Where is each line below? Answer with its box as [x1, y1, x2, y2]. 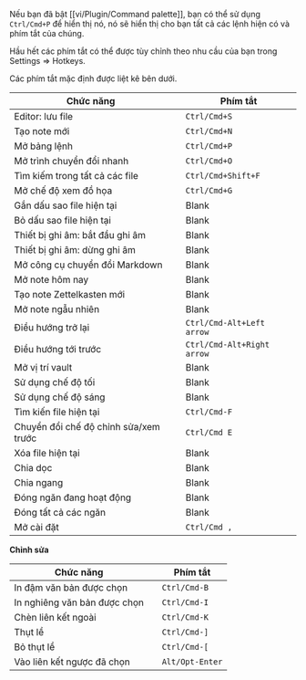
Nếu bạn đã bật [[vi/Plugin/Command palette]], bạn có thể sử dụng [9, 9, 261, 19]
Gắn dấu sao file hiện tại [14, 199, 117, 212]
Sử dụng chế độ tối [14, 376, 96, 388]
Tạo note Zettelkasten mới [14, 288, 126, 300]
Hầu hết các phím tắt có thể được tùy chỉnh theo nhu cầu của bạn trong [9, 46, 278, 57]
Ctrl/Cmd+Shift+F [185, 171, 261, 181]
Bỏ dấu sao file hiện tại [14, 214, 112, 226]
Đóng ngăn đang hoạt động [14, 491, 132, 504]
